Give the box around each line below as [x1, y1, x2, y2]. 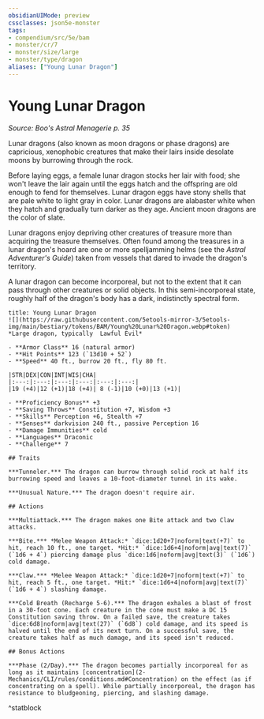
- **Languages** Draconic [8, 433, 93, 441]
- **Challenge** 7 [8, 440, 69, 448]
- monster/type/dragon [8, 56, 83, 64]
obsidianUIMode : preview [8, 11, 90, 20]
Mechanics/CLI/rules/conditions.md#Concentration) [8, 675, 178, 683]
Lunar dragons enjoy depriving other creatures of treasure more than [8, 228, 232, 237]
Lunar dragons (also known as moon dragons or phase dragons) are [8, 138, 230, 148]
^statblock [8, 702, 42, 712]
